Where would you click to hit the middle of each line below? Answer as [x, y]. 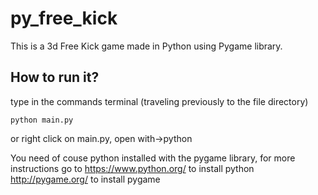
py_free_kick [64, 18]
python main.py [42, 120]
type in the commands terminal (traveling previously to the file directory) [159, 101]
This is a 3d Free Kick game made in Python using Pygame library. [146, 46]
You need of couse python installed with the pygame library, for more [153, 158]
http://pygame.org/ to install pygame [85, 179]
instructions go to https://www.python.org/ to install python [132, 168]
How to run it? [55, 77]
